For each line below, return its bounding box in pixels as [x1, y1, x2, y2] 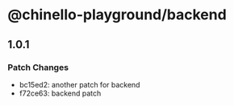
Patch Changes [7, 62, 69, 73]
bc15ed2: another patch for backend [19, 79, 140, 89]
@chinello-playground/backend [7, 6, 227, 24]
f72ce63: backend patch [19, 88, 102, 98]
